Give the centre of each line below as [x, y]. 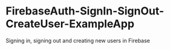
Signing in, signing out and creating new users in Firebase [78, 40]
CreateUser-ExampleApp [70, 24]
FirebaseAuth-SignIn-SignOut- [85, 11]
